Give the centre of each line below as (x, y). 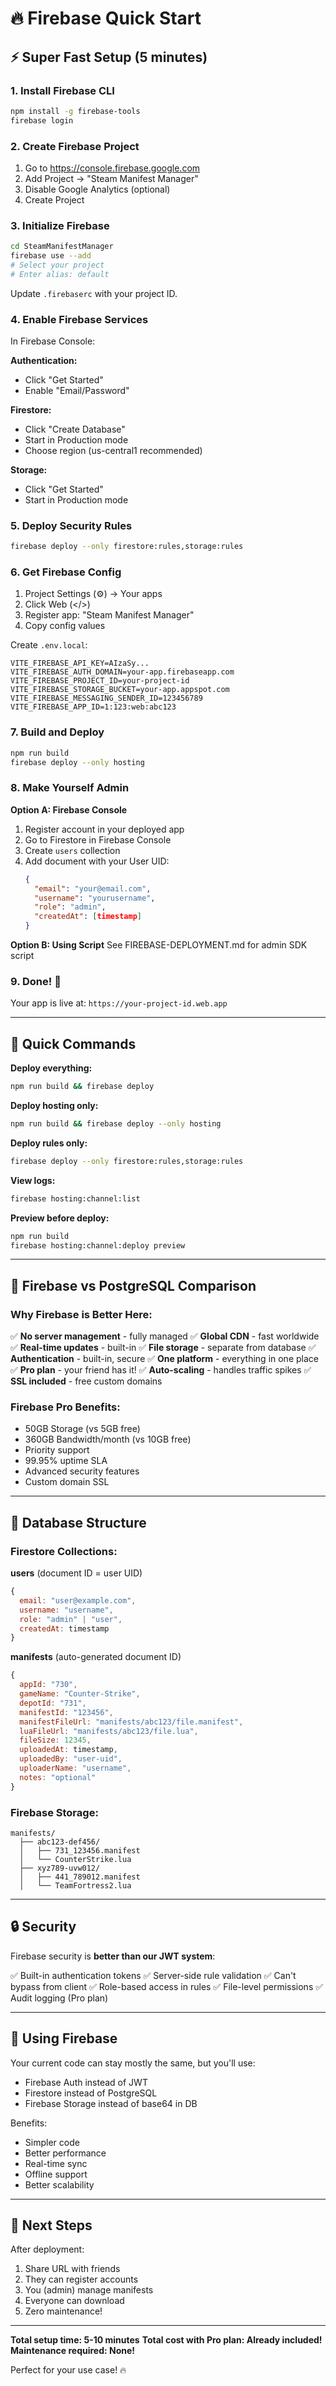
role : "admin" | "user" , (71, 1619)
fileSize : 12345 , (55, 1740)
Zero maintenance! (63, 2311)
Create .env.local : (49, 645)
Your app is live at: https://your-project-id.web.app (119, 1003)
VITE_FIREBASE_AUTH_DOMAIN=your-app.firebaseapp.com (122, 672)
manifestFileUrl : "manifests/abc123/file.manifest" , (131, 1722)
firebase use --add (51, 256)
